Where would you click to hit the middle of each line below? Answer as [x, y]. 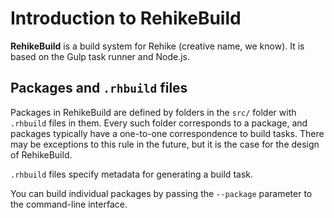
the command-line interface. [69, 204]
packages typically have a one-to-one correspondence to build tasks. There [167, 133]
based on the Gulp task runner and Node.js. [100, 56]
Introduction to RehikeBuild [126, 18]
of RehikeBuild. [41, 154]
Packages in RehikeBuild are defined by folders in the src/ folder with [153, 112]
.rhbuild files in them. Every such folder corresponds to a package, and [159, 123]
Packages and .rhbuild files [99, 88]
